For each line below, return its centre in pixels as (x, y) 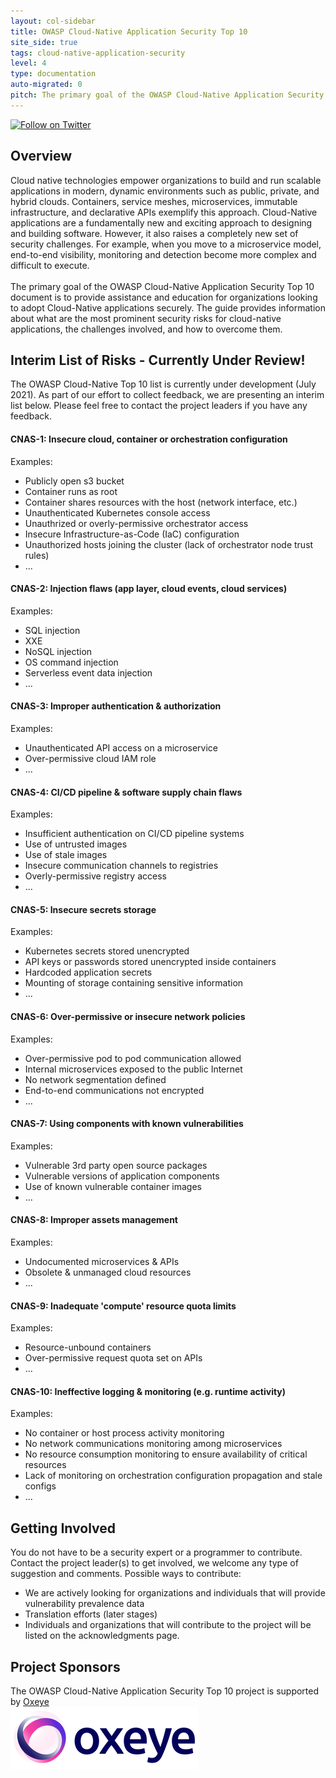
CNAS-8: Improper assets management (94, 1220)
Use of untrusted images (76, 844)
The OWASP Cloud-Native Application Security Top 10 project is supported (165, 1691)
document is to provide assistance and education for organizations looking (164, 297)
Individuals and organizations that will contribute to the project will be (168, 1625)
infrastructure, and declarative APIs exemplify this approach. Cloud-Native (164, 212)
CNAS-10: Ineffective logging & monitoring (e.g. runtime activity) (148, 1391)
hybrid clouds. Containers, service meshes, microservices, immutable (154, 201)
